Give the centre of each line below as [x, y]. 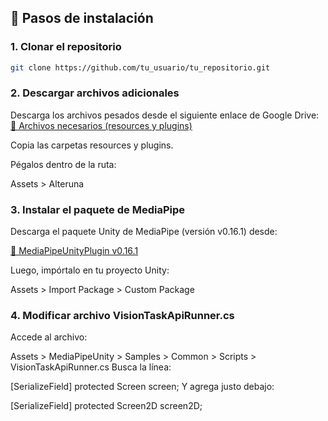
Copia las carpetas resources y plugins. [92, 145]
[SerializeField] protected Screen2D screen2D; [106, 406]
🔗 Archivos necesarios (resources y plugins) [101, 125]
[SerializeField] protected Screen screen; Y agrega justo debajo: [142, 387]
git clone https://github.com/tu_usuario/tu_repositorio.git [140, 67]
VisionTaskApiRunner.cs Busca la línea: [91, 367]
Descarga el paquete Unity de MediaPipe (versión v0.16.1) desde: [144, 232]
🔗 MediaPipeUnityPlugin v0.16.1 [74, 251]
